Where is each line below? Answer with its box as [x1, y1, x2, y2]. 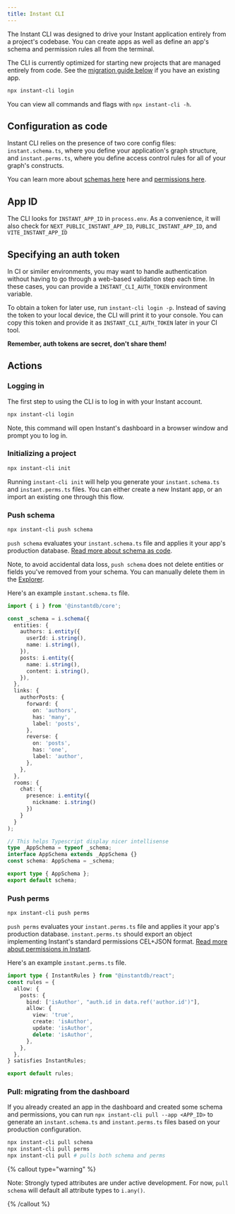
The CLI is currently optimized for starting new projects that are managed [7, 58, 221, 67]
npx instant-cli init [7, 464, 71, 471]
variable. [7, 289, 33, 298]
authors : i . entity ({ [20, 628, 80, 635]
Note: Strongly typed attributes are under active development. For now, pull [7, 1179, 229, 1187]
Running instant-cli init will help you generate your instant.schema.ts [7, 477, 220, 486]
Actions [7, 360, 42, 372]
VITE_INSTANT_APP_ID [7, 229, 68, 236]
